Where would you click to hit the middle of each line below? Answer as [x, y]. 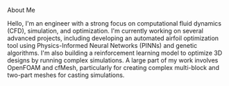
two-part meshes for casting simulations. [66, 75]
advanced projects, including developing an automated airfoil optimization [113, 38]
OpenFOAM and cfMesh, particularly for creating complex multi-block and [113, 68]
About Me [22, 10]
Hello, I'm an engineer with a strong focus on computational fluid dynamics [114, 23]
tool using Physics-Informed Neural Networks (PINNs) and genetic [102, 45]
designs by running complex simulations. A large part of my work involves [113, 60]
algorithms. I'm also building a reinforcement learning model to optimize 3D [115, 53]
